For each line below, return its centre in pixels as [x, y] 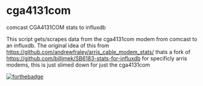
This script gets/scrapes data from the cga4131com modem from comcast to [102, 39]
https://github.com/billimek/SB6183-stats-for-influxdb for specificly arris [97, 58]
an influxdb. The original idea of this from [58, 45]
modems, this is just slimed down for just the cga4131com [78, 65]
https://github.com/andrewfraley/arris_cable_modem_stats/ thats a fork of [98, 51]
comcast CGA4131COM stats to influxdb [56, 27]
